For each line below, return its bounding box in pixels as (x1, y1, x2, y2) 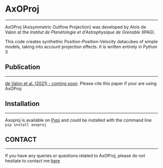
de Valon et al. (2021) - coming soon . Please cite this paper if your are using (5, 80, 157, 86)
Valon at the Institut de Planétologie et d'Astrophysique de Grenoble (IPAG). (5, 29, 156, 35)
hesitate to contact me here (5, 158, 60, 164)
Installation (5, 100, 40, 108)
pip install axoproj (5, 122, 47, 127)
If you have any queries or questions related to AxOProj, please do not (5, 153, 146, 159)
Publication (5, 63, 40, 71)
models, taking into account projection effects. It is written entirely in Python (5, 44, 158, 50)
